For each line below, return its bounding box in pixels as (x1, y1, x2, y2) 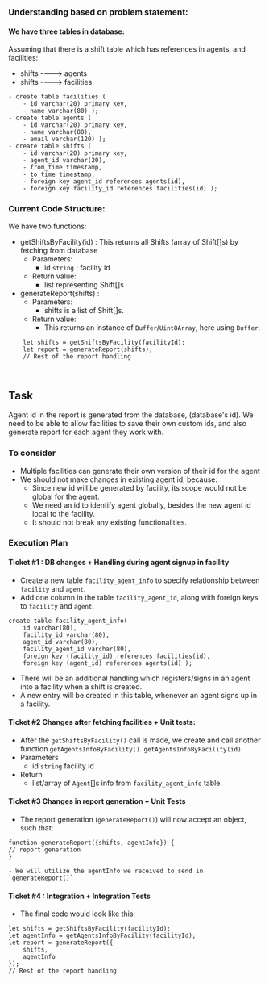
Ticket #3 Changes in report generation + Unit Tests (8, 797, 186, 806)
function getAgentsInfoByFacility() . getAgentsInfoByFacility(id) (19, 743, 242, 753)
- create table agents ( (8, 114, 92, 123)
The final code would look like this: (19, 909, 135, 918)
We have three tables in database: (8, 27, 125, 36)
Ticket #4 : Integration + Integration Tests (8, 891, 151, 901)
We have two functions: (8, 221, 87, 232)
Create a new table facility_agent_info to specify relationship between (19, 575, 260, 585)
